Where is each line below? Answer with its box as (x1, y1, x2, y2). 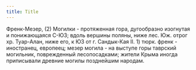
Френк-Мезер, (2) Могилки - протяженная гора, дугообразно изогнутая (6, 25, 190, 32)
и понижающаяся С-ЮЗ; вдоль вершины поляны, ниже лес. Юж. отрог (6, 31, 188, 39)
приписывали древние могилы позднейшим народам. (6, 57, 145, 64)
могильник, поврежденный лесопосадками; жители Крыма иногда (6, 50, 178, 57)
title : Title (6, 8, 39, 15)
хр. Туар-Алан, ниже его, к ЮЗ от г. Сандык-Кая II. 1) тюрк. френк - (6, 38, 177, 45)
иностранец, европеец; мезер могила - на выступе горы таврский (6, 44, 177, 51)
